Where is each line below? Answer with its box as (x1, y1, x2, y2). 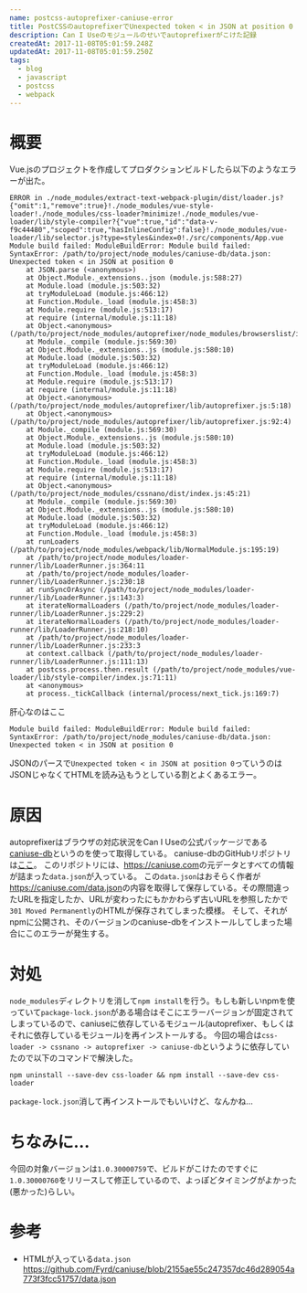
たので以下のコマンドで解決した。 (9, 1053, 138, 1064)
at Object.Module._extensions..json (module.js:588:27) (26, 273, 244, 283)
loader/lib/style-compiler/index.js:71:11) (9, 673, 178, 683)
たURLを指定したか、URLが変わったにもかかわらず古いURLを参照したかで (9, 894, 289, 905)
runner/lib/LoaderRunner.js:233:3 (9, 641, 142, 651)
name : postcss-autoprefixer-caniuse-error (9, 13, 174, 23)
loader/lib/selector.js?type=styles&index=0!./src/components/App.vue (9, 234, 284, 243)
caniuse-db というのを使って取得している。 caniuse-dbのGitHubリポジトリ (9, 848, 291, 859)
